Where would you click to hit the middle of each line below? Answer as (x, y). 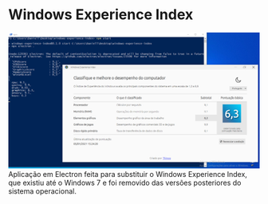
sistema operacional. (43, 191)
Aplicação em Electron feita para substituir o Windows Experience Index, (128, 175)
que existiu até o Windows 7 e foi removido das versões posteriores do (125, 183)
